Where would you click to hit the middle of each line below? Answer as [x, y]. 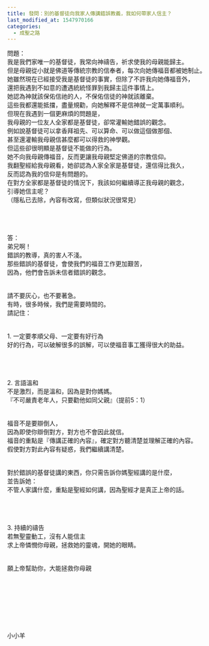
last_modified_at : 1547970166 [51, 20]
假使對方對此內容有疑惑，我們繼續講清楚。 [67, 449]
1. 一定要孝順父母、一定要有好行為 [55, 336]
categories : [24, 26]
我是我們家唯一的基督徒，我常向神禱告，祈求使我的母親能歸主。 [97, 62]
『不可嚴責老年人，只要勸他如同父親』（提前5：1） [78, 400]
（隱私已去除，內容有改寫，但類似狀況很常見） [73, 200]
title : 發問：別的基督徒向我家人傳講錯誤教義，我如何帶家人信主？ [90, 13]
